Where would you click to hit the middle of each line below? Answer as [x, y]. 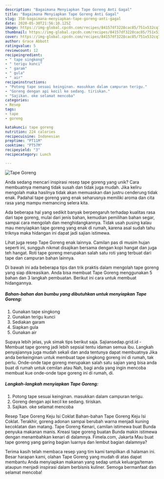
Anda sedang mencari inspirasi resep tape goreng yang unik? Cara [72, 182]
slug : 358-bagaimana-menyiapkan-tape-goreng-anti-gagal [63, 19]
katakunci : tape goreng [29, 127]
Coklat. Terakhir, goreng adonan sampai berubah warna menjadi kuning [77, 421]
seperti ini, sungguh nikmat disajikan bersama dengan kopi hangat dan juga [81, 247]
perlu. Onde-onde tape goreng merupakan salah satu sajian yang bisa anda [81, 362]
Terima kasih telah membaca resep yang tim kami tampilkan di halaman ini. [80, 451]
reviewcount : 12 [21, 50]
